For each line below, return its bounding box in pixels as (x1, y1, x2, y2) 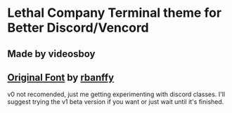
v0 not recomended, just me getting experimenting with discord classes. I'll (7, 90, 226, 99)
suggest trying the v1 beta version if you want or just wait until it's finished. (7, 98, 224, 106)
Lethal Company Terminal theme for (7, 5, 222, 21)
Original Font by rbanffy (7, 72, 115, 84)
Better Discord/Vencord (7, 20, 149, 36)
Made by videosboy (7, 48, 96, 60)
